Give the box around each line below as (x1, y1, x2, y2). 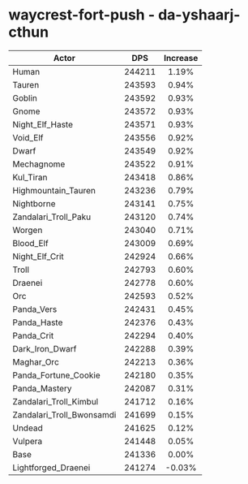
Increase (163, 52, 199, 63)
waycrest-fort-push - (8, 6, 156, 24)
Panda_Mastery (12, 382, 72, 394)
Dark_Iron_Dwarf (12, 343, 77, 354)
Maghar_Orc (12, 356, 59, 367)
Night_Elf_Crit (12, 250, 65, 261)
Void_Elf (12, 132, 44, 143)
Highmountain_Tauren (12, 184, 96, 196)
